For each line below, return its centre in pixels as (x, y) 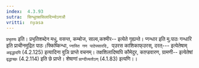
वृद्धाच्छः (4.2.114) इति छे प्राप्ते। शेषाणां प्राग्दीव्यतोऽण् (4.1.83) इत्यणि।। (72, 59)
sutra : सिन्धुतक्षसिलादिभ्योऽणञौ (36, 17)
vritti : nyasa (25, 22)
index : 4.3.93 (25, 11)
